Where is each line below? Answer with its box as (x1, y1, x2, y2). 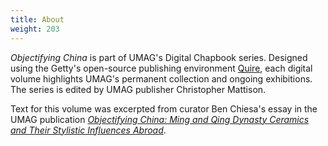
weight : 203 (10, 24, 60, 34)
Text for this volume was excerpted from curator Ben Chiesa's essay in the (10, 102, 318, 115)
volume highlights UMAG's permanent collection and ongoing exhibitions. (10, 72, 313, 85)
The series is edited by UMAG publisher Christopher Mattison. (10, 83, 267, 95)
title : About (10, 14, 65, 25)
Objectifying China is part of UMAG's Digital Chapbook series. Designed (10, 51, 308, 63)
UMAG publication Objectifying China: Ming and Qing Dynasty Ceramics (10, 113, 310, 125)
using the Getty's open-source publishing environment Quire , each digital (10, 62, 313, 74)
